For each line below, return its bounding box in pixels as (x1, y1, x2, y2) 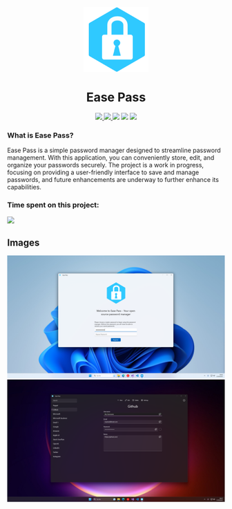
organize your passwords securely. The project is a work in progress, (7, 161, 204, 169)
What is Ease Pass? (7, 130, 74, 140)
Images (7, 237, 40, 248)
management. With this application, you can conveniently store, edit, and (7, 154, 215, 162)
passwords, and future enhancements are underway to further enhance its (7, 176, 220, 184)
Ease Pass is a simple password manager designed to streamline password (7, 146, 221, 155)
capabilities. (7, 183, 41, 192)
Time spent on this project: (7, 201, 99, 210)
